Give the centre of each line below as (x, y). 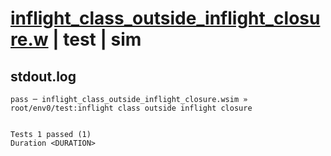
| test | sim (97, 39)
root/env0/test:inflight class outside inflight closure (131, 108)
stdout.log (43, 76)
